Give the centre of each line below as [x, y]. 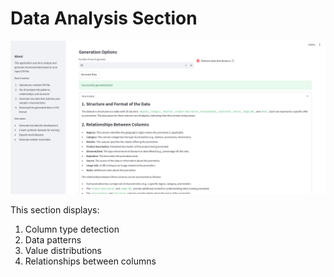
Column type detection [72, 229]
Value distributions [63, 251]
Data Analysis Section [104, 18]
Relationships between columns [90, 261]
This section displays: [55, 210]
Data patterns [53, 240]
